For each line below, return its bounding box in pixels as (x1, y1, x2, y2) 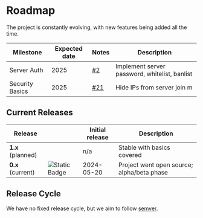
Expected (54, 44, 83, 53)
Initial (89, 125, 106, 133)
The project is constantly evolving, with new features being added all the (6, 24, 187, 31)
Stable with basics (118, 143, 170, 152)
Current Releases (6, 107, 74, 118)
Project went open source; (118, 161, 193, 169)
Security (9, 79, 33, 88)
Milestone (13, 48, 42, 56)
